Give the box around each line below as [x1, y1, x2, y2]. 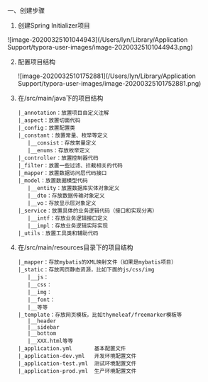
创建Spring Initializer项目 [17, 21, 90, 30]
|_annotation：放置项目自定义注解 [17, 109, 109, 116]
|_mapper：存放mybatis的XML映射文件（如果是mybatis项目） [17, 259, 177, 266]
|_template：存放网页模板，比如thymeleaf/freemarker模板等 [17, 311, 182, 318]
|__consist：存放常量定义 [27, 140, 97, 147]
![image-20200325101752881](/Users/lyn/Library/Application [17, 72, 197, 80]
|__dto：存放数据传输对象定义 [27, 192, 105, 199]
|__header [27, 318, 57, 325]
